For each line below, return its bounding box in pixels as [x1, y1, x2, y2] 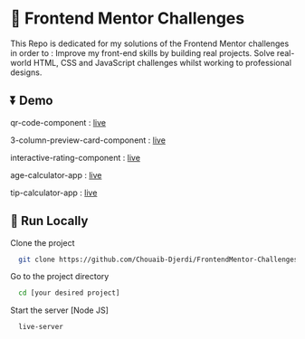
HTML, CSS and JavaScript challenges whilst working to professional [33, 57, 292, 68]
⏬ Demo [10, 93, 53, 108]
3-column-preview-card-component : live [10, 135, 167, 146]
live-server [18, 323, 64, 332]
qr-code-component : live [10, 117, 107, 127]
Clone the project [10, 237, 75, 248]
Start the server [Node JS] [10, 305, 110, 315]
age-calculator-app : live [10, 169, 102, 180]
